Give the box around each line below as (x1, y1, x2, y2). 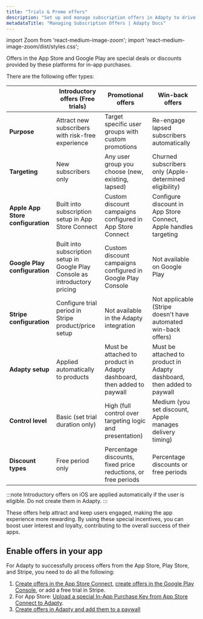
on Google (152, 263, 182, 271)
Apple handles (152, 223, 193, 231)
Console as (56, 270, 89, 278)
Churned (152, 152, 177, 161)
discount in (152, 200, 184, 208)
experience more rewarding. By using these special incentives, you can (6, 516, 184, 523)
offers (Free (60, 95, 95, 103)
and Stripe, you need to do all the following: (6, 568, 115, 576)
